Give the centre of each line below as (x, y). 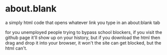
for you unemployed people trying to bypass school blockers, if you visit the (84, 32)
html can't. (16, 48)
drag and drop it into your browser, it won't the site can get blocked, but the (83, 42)
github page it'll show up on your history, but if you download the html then (83, 37)
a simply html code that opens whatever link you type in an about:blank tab (83, 22)
